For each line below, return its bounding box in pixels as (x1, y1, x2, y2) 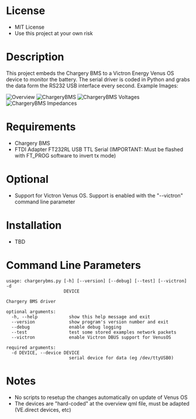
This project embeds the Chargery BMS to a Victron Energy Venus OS (6, 69, 174, 77)
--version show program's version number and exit (11, 319, 169, 325)
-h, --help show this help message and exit (11, 314, 150, 320)
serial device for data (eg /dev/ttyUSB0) (68, 355, 174, 361)
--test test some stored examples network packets (11, 329, 177, 335)
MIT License (14, 23, 45, 30)
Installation (6, 219, 62, 232)
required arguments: (6, 345, 57, 350)
